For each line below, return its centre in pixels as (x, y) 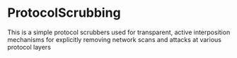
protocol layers (29, 47)
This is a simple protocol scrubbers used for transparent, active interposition (119, 32)
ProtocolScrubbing (64, 13)
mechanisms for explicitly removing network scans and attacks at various (114, 39)
